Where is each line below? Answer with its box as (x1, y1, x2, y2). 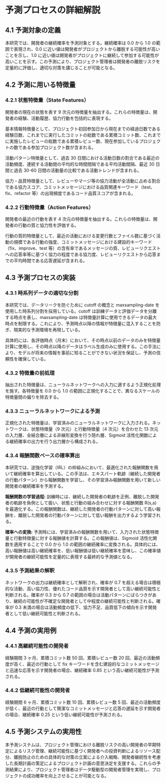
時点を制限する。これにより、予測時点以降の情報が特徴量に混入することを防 (5, 321, 161, 326)
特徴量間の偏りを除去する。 (5, 394, 62, 400)
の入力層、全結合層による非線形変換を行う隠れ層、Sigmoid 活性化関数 (5, 432, 149, 438)
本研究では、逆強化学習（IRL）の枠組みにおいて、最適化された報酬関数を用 (5, 464, 159, 470)
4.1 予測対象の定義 (5, 26, 61, 34)
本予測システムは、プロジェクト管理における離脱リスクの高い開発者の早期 (5, 741, 157, 747)
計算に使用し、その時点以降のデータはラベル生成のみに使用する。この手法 (5, 343, 157, 349)
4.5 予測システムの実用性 (5, 727, 82, 736)
